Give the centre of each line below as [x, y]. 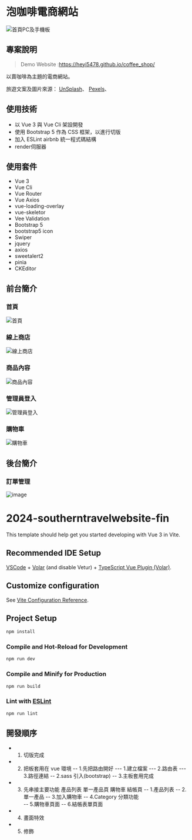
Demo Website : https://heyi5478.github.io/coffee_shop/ [87, 64]
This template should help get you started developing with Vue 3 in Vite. [93, 535]
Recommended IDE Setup [54, 553]
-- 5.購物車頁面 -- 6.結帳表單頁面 [63, 804]
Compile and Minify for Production [56, 674]
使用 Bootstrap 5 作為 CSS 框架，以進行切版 [68, 132]
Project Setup [32, 618]
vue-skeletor [30, 213]
